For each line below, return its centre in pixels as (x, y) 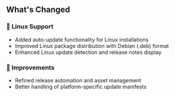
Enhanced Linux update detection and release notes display (88, 52)
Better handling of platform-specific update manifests (81, 87)
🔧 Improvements (30, 68)
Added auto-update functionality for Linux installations (82, 39)
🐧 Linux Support (30, 27)
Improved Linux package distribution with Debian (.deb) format (92, 46)
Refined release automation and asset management (78, 80)
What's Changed (38, 10)
